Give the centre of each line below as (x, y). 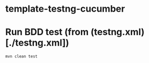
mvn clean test (22, 56)
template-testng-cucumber (65, 9)
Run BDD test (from (47, 32)
